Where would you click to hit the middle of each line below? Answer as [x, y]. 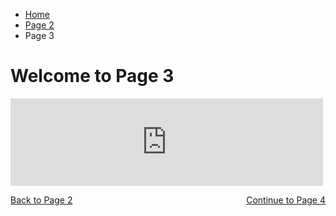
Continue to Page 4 [286, 200]
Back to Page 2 [41, 200]
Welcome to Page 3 [92, 76]
